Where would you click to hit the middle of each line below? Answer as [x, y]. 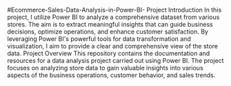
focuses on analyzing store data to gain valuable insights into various [105, 68]
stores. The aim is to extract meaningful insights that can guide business [110, 24]
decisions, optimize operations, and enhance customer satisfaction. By [108, 31]
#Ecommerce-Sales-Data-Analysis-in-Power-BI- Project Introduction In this [114, 10]
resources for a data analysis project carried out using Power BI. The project [115, 60]
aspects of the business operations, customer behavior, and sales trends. [111, 75]
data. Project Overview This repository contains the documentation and [109, 53]
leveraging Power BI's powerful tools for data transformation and [99, 39]
